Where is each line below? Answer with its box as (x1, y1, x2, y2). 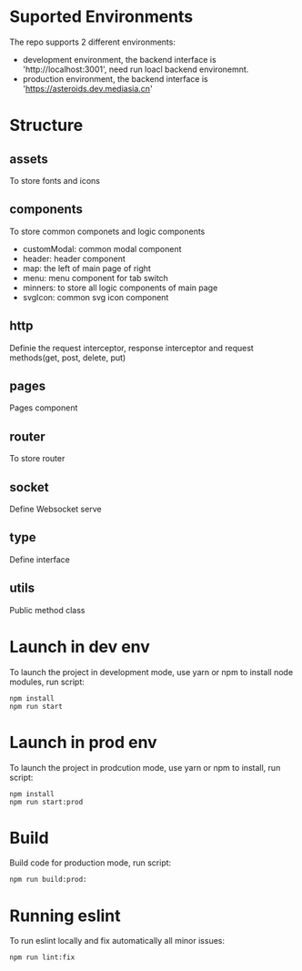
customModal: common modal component (22, 243, 182, 254)
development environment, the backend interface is (22, 54, 216, 65)
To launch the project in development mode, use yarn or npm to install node (9, 666, 294, 677)
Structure (9, 116, 84, 136)
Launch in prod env (9, 732, 157, 753)
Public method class (9, 604, 86, 615)
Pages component (9, 402, 78, 413)
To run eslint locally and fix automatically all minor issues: (9, 936, 226, 946)
